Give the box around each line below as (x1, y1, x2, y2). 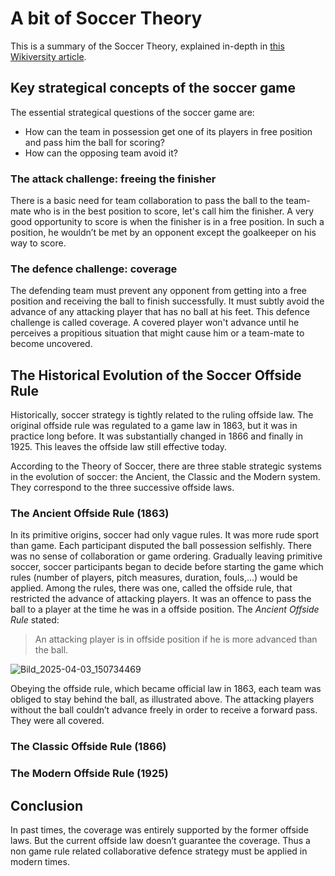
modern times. (10, 856, 70, 868)
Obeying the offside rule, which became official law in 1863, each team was (10, 683, 322, 695)
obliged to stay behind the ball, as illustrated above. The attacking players (10, 693, 315, 706)
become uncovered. (10, 338, 93, 350)
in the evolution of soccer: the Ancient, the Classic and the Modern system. (10, 471, 321, 483)
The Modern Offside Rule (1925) (10, 767, 169, 781)
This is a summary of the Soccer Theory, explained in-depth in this (10, 40, 285, 52)
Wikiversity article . (10, 50, 87, 62)
